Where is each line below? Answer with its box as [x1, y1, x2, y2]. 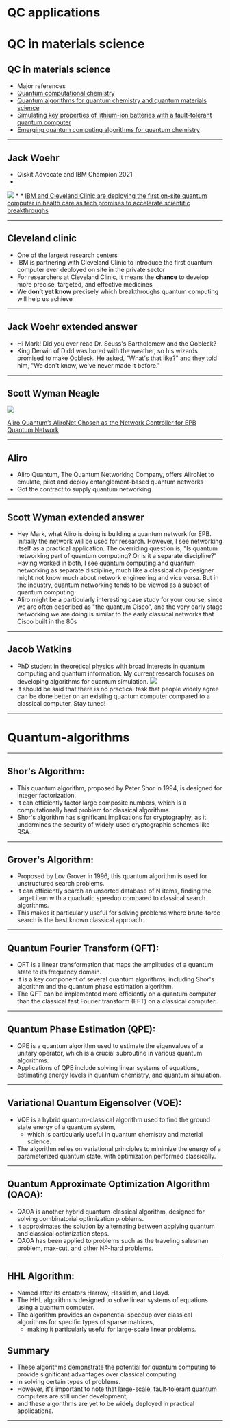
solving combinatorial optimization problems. [16, 1214, 144, 1223]
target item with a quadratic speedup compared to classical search [16, 894, 206, 902]
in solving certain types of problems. [16, 1378, 121, 1386]
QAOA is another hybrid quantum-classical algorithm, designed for [16, 1207, 205, 1216]
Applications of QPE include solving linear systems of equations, [16, 1064, 199, 1072]
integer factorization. [16, 791, 77, 799]
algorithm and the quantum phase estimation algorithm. [16, 983, 174, 991]
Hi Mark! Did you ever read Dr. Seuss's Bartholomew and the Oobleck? [16, 339, 217, 348]
